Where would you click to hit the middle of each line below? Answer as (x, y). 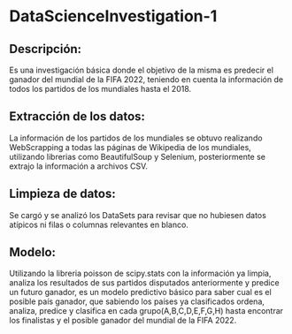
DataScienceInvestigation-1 (113, 16)
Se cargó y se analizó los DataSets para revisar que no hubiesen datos (138, 215)
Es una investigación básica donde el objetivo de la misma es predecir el (142, 70)
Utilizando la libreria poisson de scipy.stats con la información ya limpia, (140, 273)
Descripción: (46, 49)
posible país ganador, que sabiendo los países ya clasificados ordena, (137, 301)
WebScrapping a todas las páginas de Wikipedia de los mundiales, (131, 147)
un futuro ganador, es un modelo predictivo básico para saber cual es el (140, 292)
